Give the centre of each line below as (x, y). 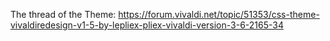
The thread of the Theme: (63, 14)
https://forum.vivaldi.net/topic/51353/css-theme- (219, 14)
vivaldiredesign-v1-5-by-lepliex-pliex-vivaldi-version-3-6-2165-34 (147, 25)
